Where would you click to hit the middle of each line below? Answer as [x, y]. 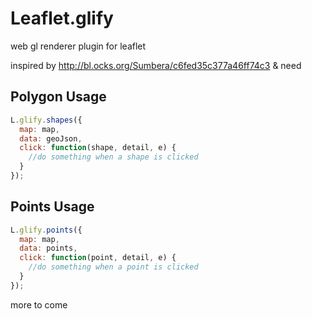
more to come [39, 304]
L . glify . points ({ [46, 230]
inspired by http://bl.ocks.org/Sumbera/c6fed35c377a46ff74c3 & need [156, 65]
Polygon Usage [58, 97]
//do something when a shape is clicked [113, 157]
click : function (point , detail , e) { [98, 258]
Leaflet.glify [62, 18]
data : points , [48, 248]
